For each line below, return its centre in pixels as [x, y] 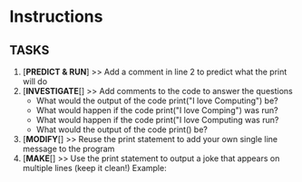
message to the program [68, 148]
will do [35, 81]
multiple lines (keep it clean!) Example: [94, 168]
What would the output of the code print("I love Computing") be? [157, 101]
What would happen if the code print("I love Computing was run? [157, 120]
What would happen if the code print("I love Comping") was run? [157, 110]
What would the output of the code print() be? [122, 129]
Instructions [56, 17]
